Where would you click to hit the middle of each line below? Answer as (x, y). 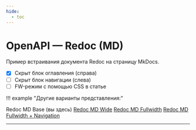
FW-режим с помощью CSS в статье (60, 86)
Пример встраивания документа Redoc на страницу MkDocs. (83, 62)
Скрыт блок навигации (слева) (53, 80)
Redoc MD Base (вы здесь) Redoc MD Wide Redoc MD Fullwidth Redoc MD (97, 109)
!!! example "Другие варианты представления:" (65, 98)
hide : (13, 11)
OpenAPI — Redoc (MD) (65, 46)
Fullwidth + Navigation (33, 115)
